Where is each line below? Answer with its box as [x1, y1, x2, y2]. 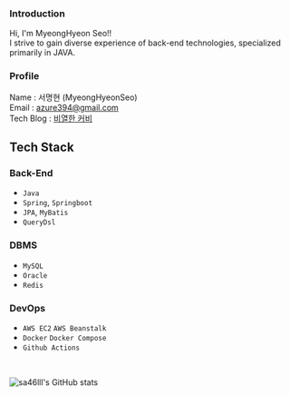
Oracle [22, 271, 48, 280]
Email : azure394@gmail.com [9, 102, 120, 113]
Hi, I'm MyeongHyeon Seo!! [9, 28, 112, 39]
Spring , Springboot [22, 197, 93, 208]
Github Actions [22, 343, 81, 352]
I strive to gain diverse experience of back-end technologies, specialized [9, 37, 281, 48]
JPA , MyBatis [22, 207, 69, 218]
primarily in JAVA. [9, 47, 75, 58]
